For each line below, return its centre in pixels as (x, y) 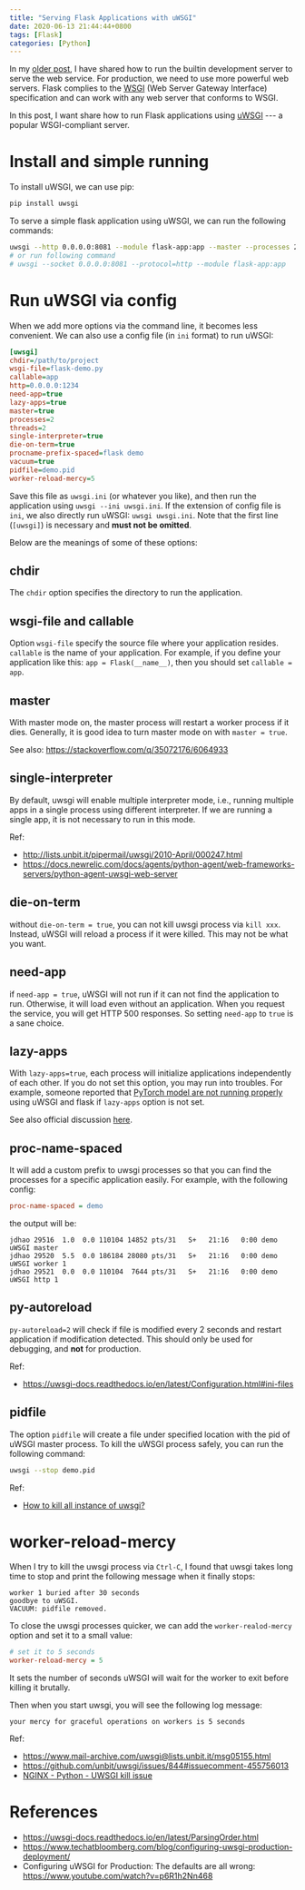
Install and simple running (109, 162)
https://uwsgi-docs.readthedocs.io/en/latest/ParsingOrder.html (140, 1837)
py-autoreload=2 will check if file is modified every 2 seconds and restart (146, 1329)
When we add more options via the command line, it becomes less (134, 325)
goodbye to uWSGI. (44, 1601)
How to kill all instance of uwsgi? (84, 1505)
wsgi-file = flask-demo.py (56, 369)
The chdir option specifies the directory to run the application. (126, 593)
